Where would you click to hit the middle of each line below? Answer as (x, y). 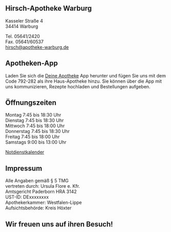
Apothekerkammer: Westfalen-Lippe (44, 203)
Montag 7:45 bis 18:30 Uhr (33, 115)
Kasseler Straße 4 (24, 21)
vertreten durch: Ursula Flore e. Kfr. (43, 186)
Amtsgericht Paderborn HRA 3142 (41, 191)
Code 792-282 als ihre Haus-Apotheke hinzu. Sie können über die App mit (84, 81)
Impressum (24, 168)
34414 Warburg (22, 26)
